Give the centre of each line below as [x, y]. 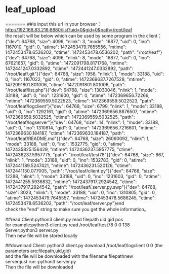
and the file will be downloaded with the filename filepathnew [69, 256]
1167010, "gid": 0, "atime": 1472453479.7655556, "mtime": [66, 47]
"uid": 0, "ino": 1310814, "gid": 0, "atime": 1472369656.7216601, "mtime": [81, 127]
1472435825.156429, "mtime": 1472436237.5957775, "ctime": [70, 149]
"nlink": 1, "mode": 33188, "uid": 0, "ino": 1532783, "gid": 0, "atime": [76, 160]
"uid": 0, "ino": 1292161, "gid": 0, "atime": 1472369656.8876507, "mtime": [81, 111]
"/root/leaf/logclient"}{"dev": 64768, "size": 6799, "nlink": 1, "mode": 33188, [84, 106]
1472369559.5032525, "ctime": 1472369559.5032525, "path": [70, 117]
